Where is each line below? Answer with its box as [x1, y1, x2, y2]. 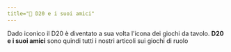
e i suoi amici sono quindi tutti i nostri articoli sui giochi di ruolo [7, 36, 189, 45]
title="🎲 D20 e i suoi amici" [7, 10, 95, 17]
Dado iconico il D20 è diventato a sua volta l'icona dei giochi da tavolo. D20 [7, 29, 224, 37]
